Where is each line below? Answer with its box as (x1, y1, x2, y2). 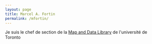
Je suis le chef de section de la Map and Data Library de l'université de (5, 29, 147, 35)
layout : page (5, 7, 32, 12)
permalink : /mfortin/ (5, 16, 49, 21)
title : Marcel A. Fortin (5, 12, 55, 16)
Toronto (5, 34, 21, 40)
